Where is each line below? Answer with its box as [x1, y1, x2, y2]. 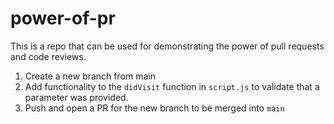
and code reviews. [10, 50, 87, 62]
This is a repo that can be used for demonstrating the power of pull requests [10, 40, 325, 52]
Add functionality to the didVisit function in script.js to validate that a [24, 80, 320, 92]
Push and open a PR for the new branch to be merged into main [24, 102, 285, 114]
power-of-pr [10, 7, 116, 30]
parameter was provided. [24, 91, 129, 103]
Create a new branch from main [24, 70, 156, 82]
